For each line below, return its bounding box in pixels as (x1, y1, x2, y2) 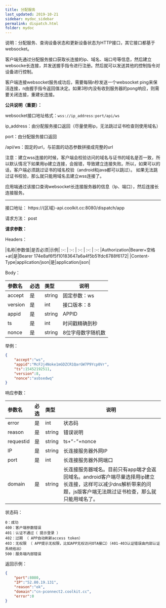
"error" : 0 (14, 594, 35, 599)
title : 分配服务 (5, 7, 36, 12)
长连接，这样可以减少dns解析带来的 (63, 481, 147, 488)
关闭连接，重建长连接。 (9, 92, 57, 98)
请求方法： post (5, 215, 37, 221)
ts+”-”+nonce (63, 438, 96, 445)
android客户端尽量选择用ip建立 (83, 474, 155, 481)
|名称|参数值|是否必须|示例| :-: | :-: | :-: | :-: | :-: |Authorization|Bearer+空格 (5, 247, 156, 253)
